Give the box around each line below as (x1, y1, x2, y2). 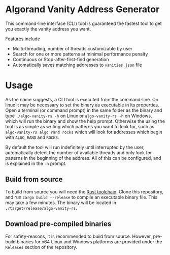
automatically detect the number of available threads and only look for (5, 149, 152, 156)
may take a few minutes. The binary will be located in (5, 200, 117, 206)
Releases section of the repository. (5, 244, 78, 250)
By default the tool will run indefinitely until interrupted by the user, (5, 144, 145, 150)
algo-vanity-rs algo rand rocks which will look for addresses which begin (5, 129, 162, 135)
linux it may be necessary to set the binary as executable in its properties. (5, 102, 159, 108)
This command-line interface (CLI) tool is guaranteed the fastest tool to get (5, 20, 162, 26)
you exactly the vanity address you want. (5, 25, 91, 32)
